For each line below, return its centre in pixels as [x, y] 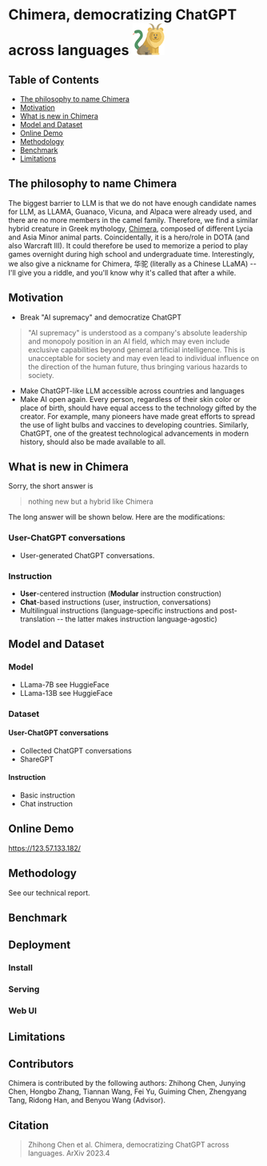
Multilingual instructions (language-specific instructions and [119, 611]
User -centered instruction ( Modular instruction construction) [121, 593]
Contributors [41, 1064]
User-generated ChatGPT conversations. [87, 555]
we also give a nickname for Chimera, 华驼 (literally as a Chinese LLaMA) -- [133, 263]
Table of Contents [54, 80]
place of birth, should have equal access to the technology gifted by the [138, 408]
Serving [24, 989]
